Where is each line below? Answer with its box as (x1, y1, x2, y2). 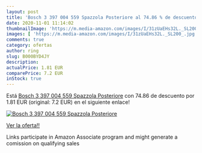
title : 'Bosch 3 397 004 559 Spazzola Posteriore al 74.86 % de (6, 14, 171, 20)
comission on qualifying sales (6, 140, 80, 147)
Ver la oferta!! (6, 122, 40, 129)
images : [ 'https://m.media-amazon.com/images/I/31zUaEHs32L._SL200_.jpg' (6, 31, 198, 37)
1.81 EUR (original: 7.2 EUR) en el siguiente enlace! (6, 98, 130, 106)
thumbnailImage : (6, 25, 47, 32)
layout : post (6, 8, 39, 15)
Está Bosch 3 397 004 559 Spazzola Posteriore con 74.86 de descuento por (6, 92, 195, 100)
